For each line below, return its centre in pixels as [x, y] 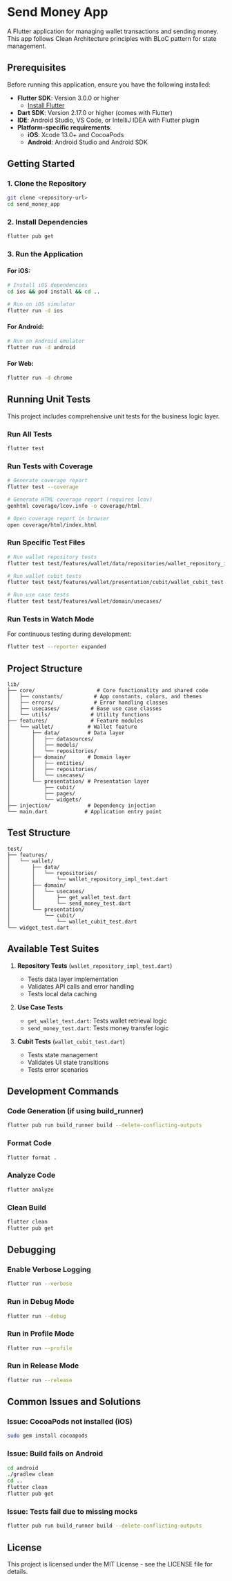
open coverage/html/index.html [52, 525]
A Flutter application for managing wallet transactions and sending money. [113, 31]
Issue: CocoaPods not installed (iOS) [70, 1422]
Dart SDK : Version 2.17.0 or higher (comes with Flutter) [95, 112]
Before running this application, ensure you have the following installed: [109, 85]
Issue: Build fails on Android [55, 1454]
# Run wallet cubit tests [44, 576]
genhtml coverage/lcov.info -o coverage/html [74, 506]
